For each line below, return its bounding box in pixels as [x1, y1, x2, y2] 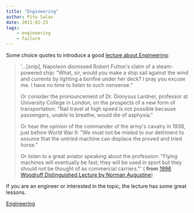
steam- [155, 63, 174, 70]
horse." [20, 141, 38, 148]
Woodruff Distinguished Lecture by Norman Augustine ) [20, 172, 153, 178]
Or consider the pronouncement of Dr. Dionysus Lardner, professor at [20, 93, 188, 100]
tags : [6, 25, 19, 31]
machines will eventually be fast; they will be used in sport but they [20, 159, 182, 166]
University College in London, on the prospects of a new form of [20, 99, 175, 106]
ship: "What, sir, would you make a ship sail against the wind [43, 69, 189, 76]
